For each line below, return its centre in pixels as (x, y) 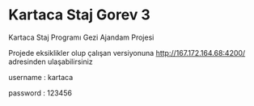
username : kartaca (41, 77)
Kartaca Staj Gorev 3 (80, 15)
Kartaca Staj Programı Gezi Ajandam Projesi (81, 37)
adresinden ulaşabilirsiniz (51, 61)
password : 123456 (40, 93)
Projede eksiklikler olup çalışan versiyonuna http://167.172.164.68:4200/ (127, 53)
